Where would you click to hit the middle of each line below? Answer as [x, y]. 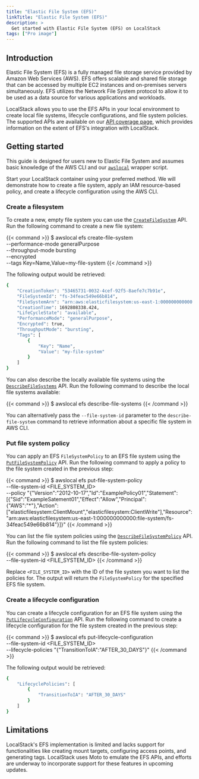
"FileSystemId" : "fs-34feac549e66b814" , [67, 296]
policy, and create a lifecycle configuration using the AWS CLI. [82, 191]
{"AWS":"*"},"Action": [32, 505]
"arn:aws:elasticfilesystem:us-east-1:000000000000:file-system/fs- [90, 519]
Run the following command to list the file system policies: [77, 542]
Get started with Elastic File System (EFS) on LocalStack [86, 28]
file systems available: [33, 392]
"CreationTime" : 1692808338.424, [58, 307]
